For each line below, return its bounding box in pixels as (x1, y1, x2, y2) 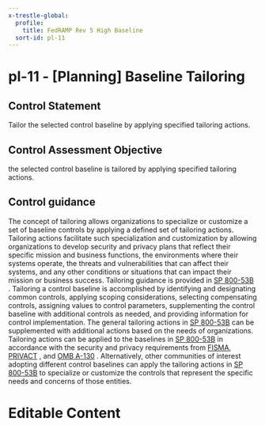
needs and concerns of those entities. (8, 376, 132, 386)
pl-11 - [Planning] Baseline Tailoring (8, 68, 245, 86)
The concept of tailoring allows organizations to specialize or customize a (8, 216, 248, 226)
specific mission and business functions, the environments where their (8, 250, 239, 260)
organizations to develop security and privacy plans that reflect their (8, 242, 231, 251)
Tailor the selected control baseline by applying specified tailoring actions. (8, 120, 251, 130)
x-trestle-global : (8, 11, 69, 20)
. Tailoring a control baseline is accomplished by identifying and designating (8, 283, 256, 293)
